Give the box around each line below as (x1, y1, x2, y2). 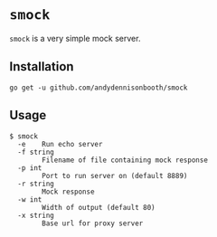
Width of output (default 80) (42, 203, 156, 212)
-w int (17, 194, 42, 204)
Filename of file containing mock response (42, 156, 208, 165)
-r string (17, 179, 54, 188)
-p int (17, 163, 42, 173)
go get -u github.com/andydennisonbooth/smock (9, 83, 188, 92)
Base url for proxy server (42, 219, 144, 228)
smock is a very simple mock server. (9, 33, 141, 43)
